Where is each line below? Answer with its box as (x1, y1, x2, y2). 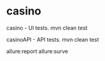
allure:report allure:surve (6, 47, 68, 55)
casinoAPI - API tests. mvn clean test (6, 36, 100, 43)
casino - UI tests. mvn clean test (6, 24, 88, 31)
